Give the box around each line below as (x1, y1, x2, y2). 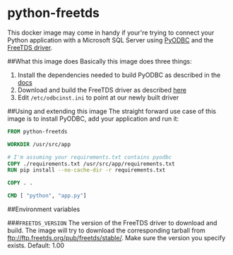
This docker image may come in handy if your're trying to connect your (7, 28, 215, 37)
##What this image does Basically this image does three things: (7, 57, 192, 65)
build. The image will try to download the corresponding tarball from (7, 226, 206, 235)
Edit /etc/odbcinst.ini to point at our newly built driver (17, 93, 179, 102)
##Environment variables (7, 205, 80, 213)
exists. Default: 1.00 (7, 242, 65, 250)
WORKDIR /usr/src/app (7, 141, 71, 148)
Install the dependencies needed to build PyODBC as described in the (17, 71, 221, 79)
